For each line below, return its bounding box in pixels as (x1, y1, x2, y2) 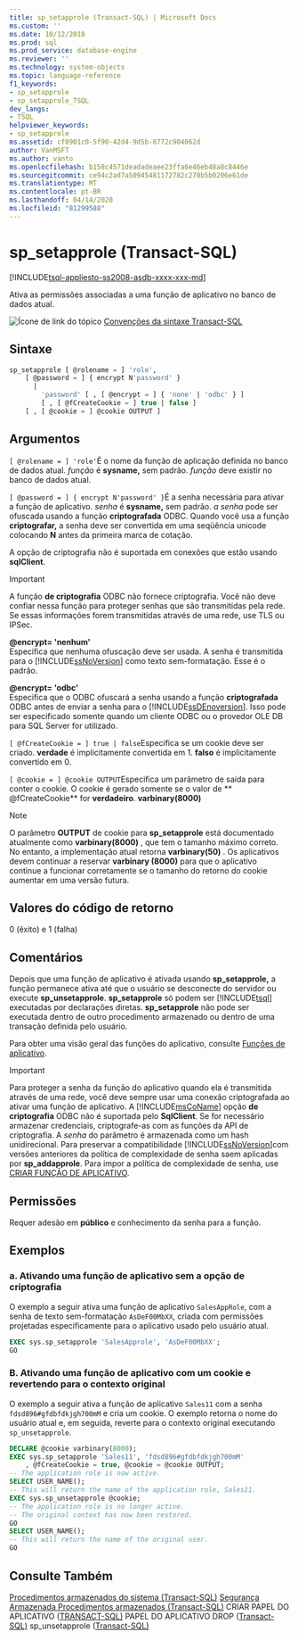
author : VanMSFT (9, 145, 69, 154)
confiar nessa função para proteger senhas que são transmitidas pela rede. (9, 600, 286, 611)
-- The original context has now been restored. (9, 1510, 193, 1520)
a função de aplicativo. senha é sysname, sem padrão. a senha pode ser (9, 501, 278, 511)
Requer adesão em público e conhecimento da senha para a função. (9, 1217, 262, 1228)
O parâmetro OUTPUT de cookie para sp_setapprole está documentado (9, 827, 274, 838)
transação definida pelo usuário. (9, 1021, 128, 1031)
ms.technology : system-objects (9, 63, 125, 72)
